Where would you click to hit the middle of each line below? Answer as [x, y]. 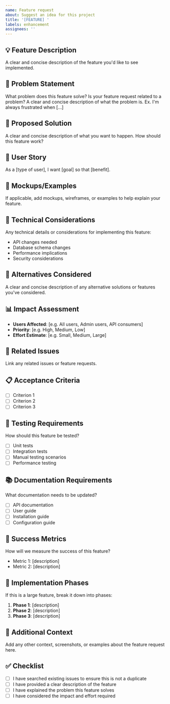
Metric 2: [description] [36, 567]
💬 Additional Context [39, 632]
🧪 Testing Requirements [44, 423]
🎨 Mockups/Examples [41, 186]
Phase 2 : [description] [36, 611]
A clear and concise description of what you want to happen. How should [83, 136]
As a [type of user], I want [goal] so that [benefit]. [58, 169]
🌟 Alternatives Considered [48, 274]
